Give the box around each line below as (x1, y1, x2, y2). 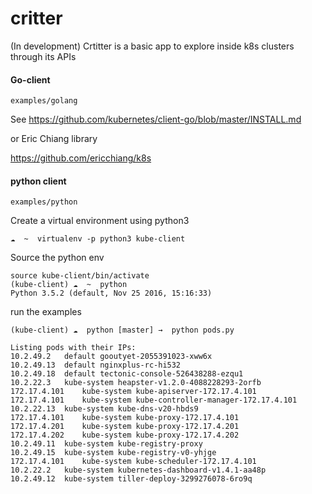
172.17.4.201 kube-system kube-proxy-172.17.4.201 (10, 422, 240, 432)
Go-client (10, 73, 51, 86)
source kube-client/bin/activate (10, 271, 150, 281)
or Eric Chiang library (10, 133, 98, 145)
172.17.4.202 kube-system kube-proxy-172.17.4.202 (10, 430, 240, 441)
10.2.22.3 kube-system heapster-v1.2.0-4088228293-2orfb (10, 378, 262, 388)
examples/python (10, 197, 78, 207)
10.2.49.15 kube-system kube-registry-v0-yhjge (10, 448, 217, 458)
